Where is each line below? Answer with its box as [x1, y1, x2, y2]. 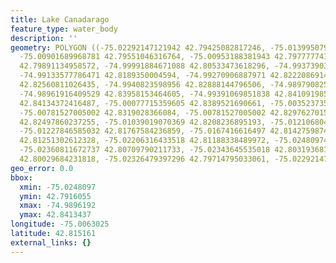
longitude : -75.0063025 [10, 219, 110, 230]
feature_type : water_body [10, 24, 118, 34]
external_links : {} [10, 237, 92, 248]
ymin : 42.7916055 [19, 191, 92, 201]
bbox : [10, 172, 33, 183]
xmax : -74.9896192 [19, 201, 97, 211]
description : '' [10, 33, 78, 43]
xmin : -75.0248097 [19, 182, 97, 192]
